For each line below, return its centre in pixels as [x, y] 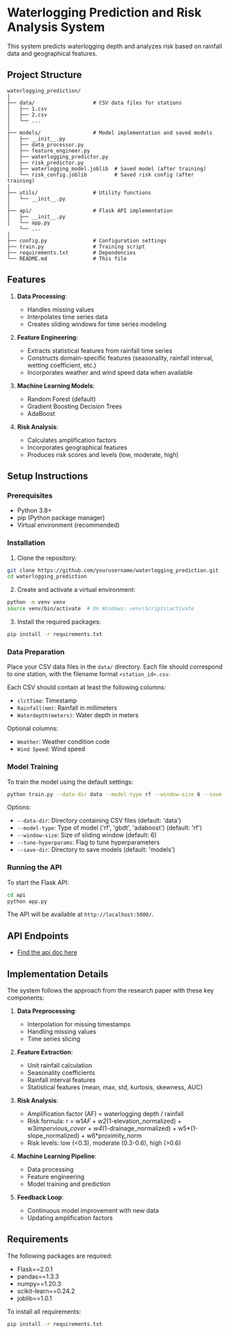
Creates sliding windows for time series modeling [97, 324]
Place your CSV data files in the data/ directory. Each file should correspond [115, 667]
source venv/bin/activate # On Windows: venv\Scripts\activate [101, 609]
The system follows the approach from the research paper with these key [111, 991]
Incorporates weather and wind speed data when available [110, 372]
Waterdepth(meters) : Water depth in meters [78, 715]
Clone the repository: [47, 558]
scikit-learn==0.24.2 [46, 1291]
